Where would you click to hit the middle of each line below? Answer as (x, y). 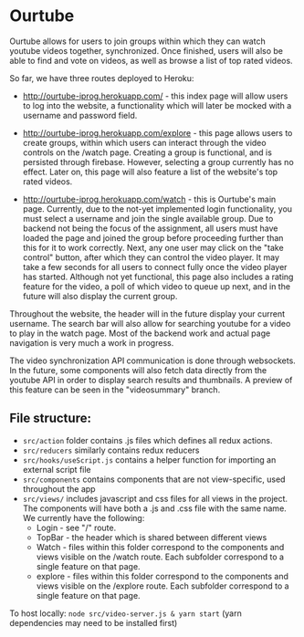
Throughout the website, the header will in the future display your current (147, 313)
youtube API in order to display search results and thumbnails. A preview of (151, 380)
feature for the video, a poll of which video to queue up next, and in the (156, 286)
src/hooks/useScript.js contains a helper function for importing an (149, 459)
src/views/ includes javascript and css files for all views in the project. (155, 498)
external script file (57, 469)
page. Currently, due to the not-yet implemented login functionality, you (157, 209)
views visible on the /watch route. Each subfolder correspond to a (160, 557)
